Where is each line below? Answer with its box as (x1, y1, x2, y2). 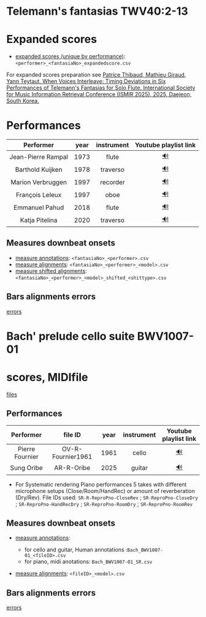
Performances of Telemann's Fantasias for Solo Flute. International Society (6, 84, 196, 91)
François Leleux (15, 190, 62, 199)
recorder (100, 178, 126, 186)
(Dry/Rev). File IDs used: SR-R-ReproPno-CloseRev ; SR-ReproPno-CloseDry (15, 494, 198, 501)
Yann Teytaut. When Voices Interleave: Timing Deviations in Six (6, 78, 166, 85)
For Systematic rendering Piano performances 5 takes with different (15, 480, 187, 488)
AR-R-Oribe (54, 464, 91, 472)
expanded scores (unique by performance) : (15, 53, 126, 60)
